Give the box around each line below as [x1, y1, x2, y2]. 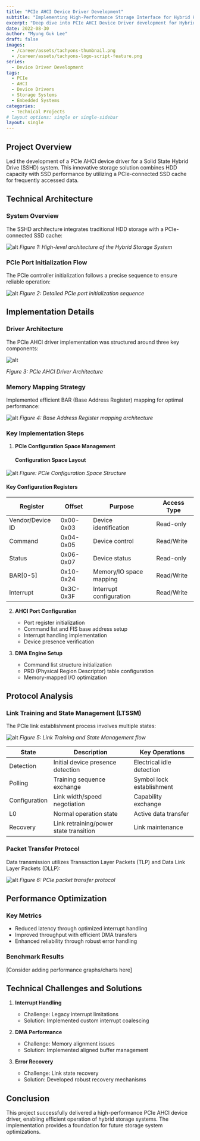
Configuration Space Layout [14, 456, 86, 463]
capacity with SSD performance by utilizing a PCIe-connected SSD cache [6, 170, 187, 177]
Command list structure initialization [23, 661, 112, 668]
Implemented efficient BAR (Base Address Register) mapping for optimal [6, 396, 183, 403]
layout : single [6, 120, 44, 126]
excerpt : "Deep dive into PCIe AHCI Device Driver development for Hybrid [6, 20, 196, 26]
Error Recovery [14, 1058, 54, 1065]
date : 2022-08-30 [6, 25, 49, 32]
